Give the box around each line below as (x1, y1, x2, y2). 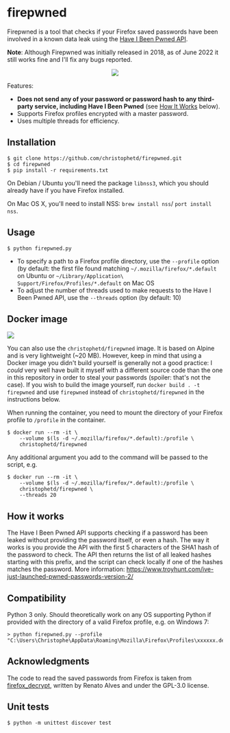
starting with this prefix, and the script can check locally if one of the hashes (7, 558, 224, 566)
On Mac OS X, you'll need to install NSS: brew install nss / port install (7, 199, 212, 207)
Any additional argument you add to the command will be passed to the (7, 453, 209, 461)
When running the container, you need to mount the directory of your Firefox (7, 408, 223, 417)
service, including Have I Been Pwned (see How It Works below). (34, 102, 220, 110)
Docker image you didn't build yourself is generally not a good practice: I (7, 359, 213, 367)
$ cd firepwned (7, 161, 51, 167)
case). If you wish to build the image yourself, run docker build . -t (7, 381, 201, 389)
